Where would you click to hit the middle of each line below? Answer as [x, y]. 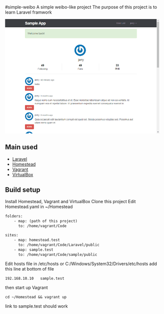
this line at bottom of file [30, 269]
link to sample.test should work [36, 306]
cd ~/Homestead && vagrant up [36, 297]
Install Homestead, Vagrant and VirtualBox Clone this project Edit [70, 202]
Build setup [23, 190]
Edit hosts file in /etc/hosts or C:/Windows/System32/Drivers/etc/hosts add [81, 264]
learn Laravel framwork [29, 12]
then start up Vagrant [26, 288]
